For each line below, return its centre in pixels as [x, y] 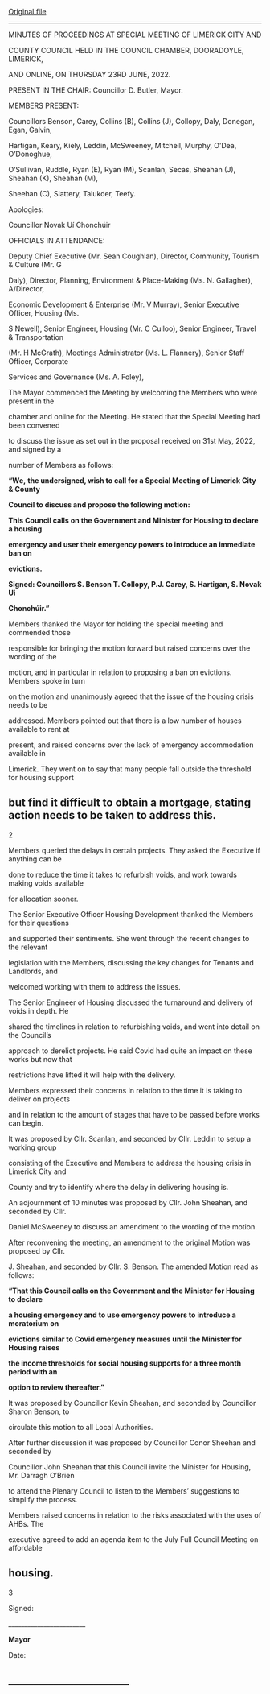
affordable [25, 1547]
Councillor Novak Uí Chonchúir [59, 225]
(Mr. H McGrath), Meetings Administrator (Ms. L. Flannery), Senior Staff [127, 353]
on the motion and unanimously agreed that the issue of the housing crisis [131, 696]
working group [33, 1147]
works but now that [40, 1059]
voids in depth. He [39, 1010]
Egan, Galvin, [30, 130]
